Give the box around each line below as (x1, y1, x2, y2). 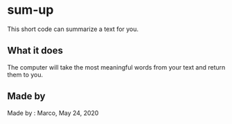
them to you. (7, 70, 44, 79)
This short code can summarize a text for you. (7, 25, 139, 33)
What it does (7, 45, 64, 56)
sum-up (7, 2, 54, 18)
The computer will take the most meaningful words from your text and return (7, 63, 226, 71)
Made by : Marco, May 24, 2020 (7, 109, 99, 117)
